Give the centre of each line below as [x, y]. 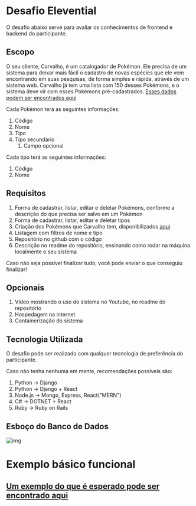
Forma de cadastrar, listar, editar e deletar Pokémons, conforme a [94, 207]
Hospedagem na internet [45, 315]
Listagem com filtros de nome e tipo [58, 233]
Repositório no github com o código [58, 239]
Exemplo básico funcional [71, 464]
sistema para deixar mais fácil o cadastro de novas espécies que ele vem [95, 73]
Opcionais [25, 288]
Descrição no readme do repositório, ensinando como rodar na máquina [102, 245]
